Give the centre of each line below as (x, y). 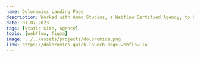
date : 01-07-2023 (28, 23)
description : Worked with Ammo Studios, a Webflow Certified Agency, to (98, 17)
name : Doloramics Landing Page (45, 12)
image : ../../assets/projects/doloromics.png (63, 39)
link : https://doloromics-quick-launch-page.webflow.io (77, 45)
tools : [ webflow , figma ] (37, 34)
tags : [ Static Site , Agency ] (42, 28)
